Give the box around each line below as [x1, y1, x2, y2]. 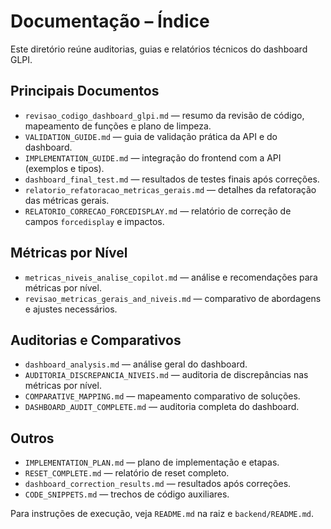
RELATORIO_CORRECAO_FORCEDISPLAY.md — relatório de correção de [24, 205, 292, 217]
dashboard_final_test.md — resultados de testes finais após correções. [24, 173, 320, 185]
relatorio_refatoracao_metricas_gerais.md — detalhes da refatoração [24, 183, 317, 195]
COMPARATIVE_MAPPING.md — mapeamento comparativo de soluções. [24, 390, 301, 402]
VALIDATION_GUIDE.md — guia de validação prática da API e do [24, 130, 278, 142]
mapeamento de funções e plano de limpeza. [24, 120, 212, 132]
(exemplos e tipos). [24, 162, 105, 174]
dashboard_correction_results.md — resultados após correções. [24, 478, 292, 490]
